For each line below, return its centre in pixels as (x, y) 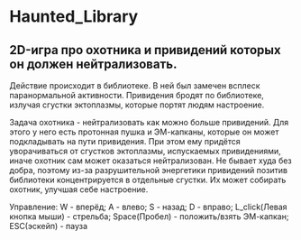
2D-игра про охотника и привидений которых (145, 50)
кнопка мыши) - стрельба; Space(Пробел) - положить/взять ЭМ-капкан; (149, 217)
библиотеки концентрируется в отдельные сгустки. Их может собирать (148, 180)
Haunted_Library (74, 17)
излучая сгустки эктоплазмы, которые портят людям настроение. (137, 105)
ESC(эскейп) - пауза (49, 226)
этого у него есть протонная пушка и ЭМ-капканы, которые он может (144, 132)
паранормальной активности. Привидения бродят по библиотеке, (137, 95)
